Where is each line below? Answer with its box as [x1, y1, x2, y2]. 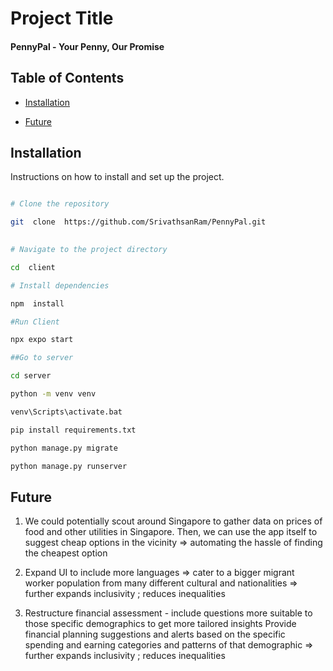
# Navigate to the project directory [10, 245, 168, 255]
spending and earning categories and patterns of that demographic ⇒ [24, 639, 314, 651]
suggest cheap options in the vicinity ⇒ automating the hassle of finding [24, 537, 323, 549]
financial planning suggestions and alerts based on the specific [24, 628, 286, 641]
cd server [10, 371, 52, 381]
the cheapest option [24, 547, 108, 559]
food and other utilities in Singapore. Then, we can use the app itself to [24, 526, 318, 538]
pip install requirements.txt [10, 425, 137, 435]
